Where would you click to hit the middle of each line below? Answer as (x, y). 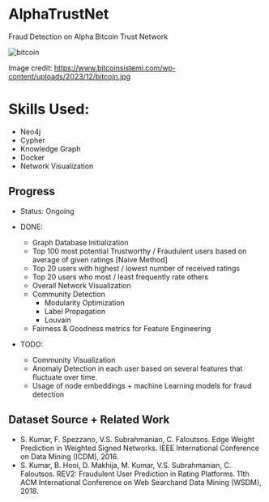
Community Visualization (74, 359)
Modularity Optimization (85, 302)
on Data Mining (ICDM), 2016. (69, 456)
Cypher (33, 140)
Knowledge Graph (50, 149)
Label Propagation (75, 311)
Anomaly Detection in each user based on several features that (137, 368)
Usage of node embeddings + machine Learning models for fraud (142, 385)
